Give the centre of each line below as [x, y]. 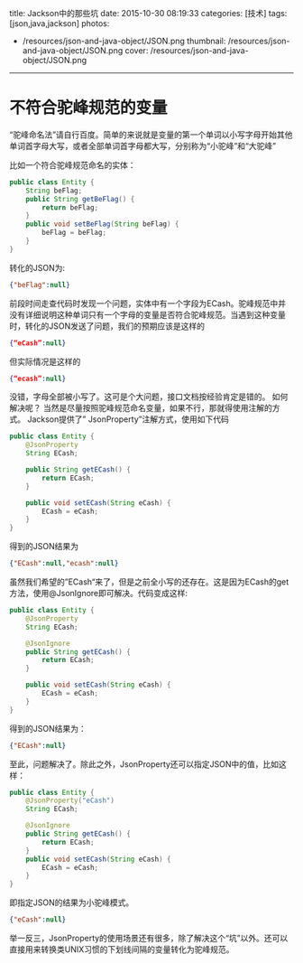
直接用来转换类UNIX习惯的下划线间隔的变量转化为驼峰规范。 [122, 949]
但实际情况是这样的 [45, 361]
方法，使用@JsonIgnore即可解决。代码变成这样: [98, 594]
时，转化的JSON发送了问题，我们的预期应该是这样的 [107, 326]
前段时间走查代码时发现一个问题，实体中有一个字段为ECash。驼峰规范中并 [148, 303]
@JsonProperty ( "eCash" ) [70, 801]
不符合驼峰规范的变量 [89, 108]
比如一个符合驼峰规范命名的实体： [73, 164]
